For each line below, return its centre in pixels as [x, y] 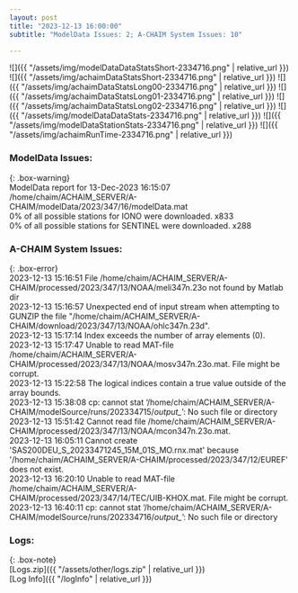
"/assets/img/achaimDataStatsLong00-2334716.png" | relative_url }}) [149, 87]
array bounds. [35, 392]
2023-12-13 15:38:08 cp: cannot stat [77, 402]
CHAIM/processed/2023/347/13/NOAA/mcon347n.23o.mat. [120, 431]
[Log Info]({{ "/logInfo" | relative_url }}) [81, 579]
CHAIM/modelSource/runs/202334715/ [82, 411]
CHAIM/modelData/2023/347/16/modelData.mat [99, 206]
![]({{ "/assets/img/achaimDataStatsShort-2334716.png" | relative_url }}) [143, 77]
